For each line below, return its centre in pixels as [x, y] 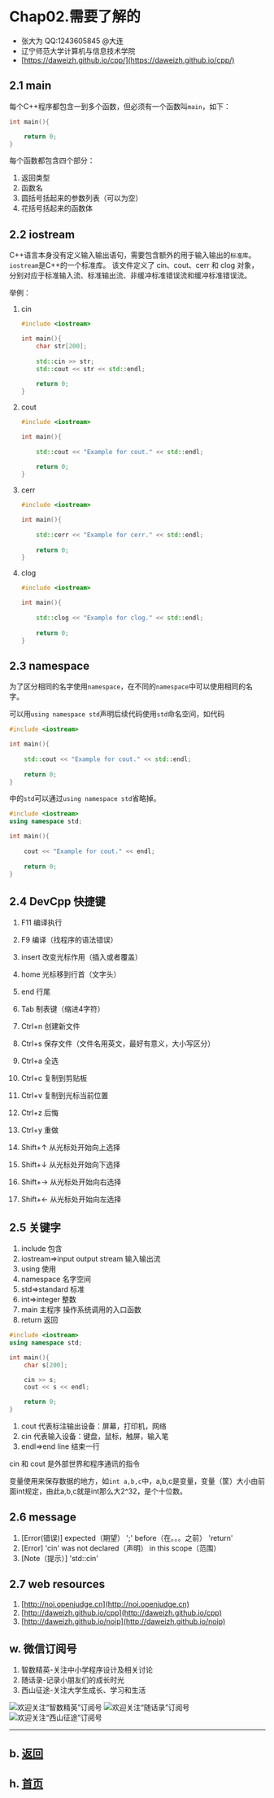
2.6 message [43, 1518]
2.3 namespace [50, 665]
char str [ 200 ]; [62, 346]
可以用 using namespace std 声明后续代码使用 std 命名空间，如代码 [117, 714]
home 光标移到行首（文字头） [71, 974]
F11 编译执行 [41, 923]
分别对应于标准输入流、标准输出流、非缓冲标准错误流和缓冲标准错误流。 [130, 276]
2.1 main [30, 86]
